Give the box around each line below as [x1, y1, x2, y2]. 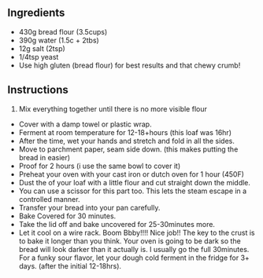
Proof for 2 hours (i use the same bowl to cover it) [18, 161, 181, 170]
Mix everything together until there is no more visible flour [18, 104, 208, 113]
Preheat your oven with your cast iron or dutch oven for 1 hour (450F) [18, 169, 245, 179]
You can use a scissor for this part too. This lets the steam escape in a [18, 186, 247, 196]
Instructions [7, 83, 69, 97]
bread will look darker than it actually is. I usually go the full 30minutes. [18, 244, 250, 254]
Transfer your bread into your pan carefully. [18, 203, 161, 212]
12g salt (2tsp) [18, 43, 66, 53]
